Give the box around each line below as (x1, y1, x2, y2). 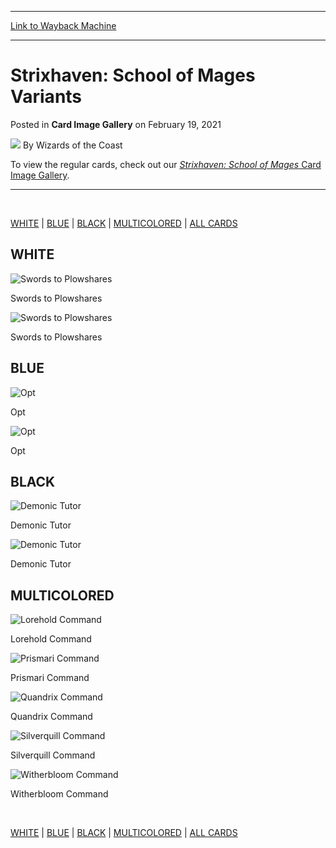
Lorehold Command (10, 633, 92, 645)
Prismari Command (10, 672, 90, 684)
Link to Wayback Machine (10, 20, 117, 31)
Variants (10, 86, 83, 108)
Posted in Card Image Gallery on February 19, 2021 (10, 118, 222, 130)
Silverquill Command (10, 749, 96, 761)
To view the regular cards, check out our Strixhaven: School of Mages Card (10, 158, 322, 170)
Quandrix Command (10, 711, 93, 723)
